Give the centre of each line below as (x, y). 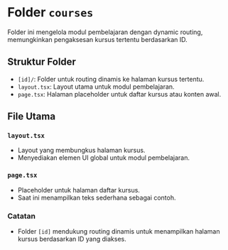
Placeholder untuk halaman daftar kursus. (79, 190)
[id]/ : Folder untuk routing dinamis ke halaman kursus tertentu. (111, 79)
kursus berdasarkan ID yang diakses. (72, 239)
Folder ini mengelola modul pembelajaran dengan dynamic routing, (105, 32)
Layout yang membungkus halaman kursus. (81, 151)
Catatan (21, 216)
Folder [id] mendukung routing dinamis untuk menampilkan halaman (119, 232)
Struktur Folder (42, 62)
